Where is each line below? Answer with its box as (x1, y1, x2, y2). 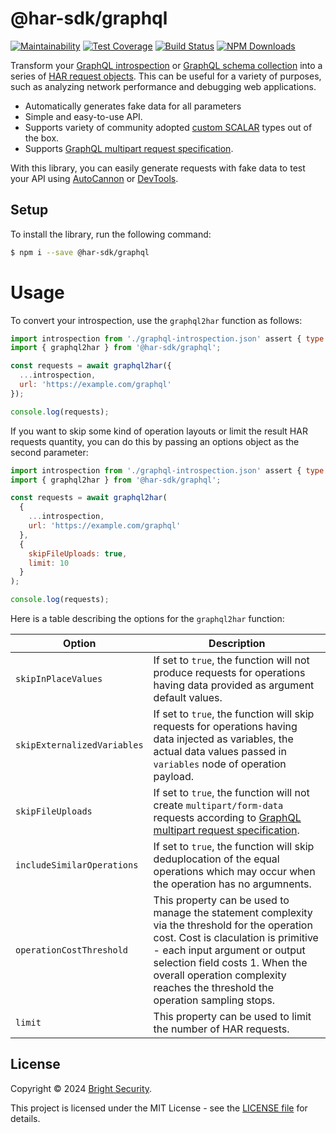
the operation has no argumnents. (153, 877, 312, 891)
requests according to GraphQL (153, 811, 302, 825)
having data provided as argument (153, 678, 315, 692)
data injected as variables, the (153, 732, 294, 746)
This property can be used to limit (153, 1010, 312, 1024)
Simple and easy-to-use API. (24, 110, 143, 122)
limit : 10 (28, 558, 70, 568)
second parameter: (10, 446, 89, 458)
